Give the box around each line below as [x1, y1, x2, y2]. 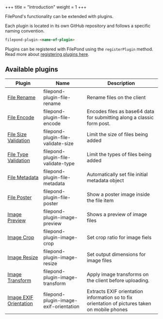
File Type [7, 151, 29, 158]
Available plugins [5, 65, 58, 74]
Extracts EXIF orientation [86, 288, 144, 295]
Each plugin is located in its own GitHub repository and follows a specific [5, 23, 151, 29]
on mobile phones [86, 306, 128, 313]
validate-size [43, 140, 74, 147]
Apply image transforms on [86, 271, 149, 278]
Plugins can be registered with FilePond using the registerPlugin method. [5, 46, 154, 52]
